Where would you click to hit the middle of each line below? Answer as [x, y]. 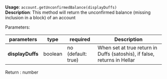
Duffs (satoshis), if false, [126, 54]
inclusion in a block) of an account [41, 18]
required [80, 39]
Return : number [22, 72]
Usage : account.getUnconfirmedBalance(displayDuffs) [61, 7]
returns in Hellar [116, 60]
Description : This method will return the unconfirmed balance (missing [78, 12]
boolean [53, 54]
